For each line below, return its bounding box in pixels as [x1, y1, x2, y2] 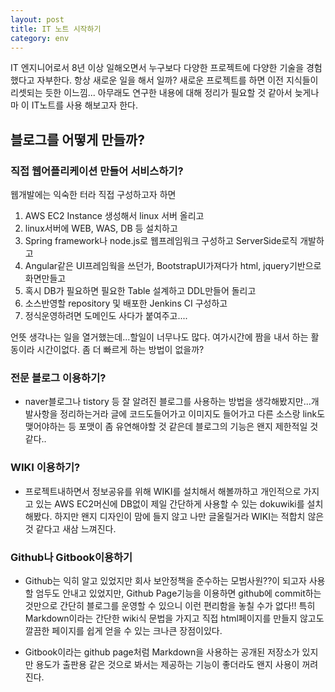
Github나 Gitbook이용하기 [10, 550, 133, 564]
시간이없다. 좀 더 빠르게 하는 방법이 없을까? [36, 344, 205, 356]
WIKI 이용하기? [10, 461, 81, 475]
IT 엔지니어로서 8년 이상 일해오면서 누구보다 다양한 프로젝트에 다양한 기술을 [10, 62, 305, 74]
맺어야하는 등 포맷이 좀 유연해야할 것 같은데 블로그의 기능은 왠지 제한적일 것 [24, 421, 319, 433]
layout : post [10, 14, 65, 25]
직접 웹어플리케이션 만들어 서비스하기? [10, 164, 184, 178]
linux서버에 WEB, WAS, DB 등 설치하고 [24, 222, 178, 235]
